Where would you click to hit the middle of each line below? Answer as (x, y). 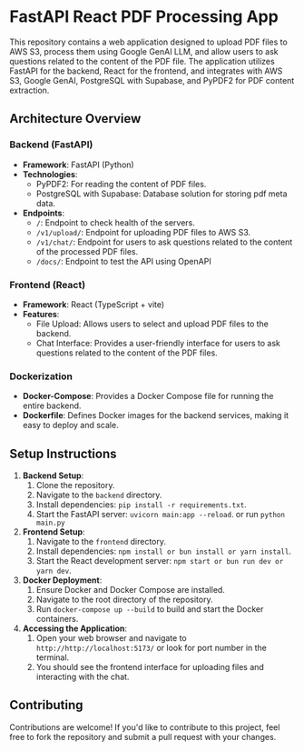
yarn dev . (54, 571)
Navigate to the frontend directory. (101, 542)
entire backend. (52, 406)
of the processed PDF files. (87, 251)
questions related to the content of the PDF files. (127, 353)
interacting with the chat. (83, 677)
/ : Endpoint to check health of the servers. (115, 222)
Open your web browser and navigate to (112, 638)
